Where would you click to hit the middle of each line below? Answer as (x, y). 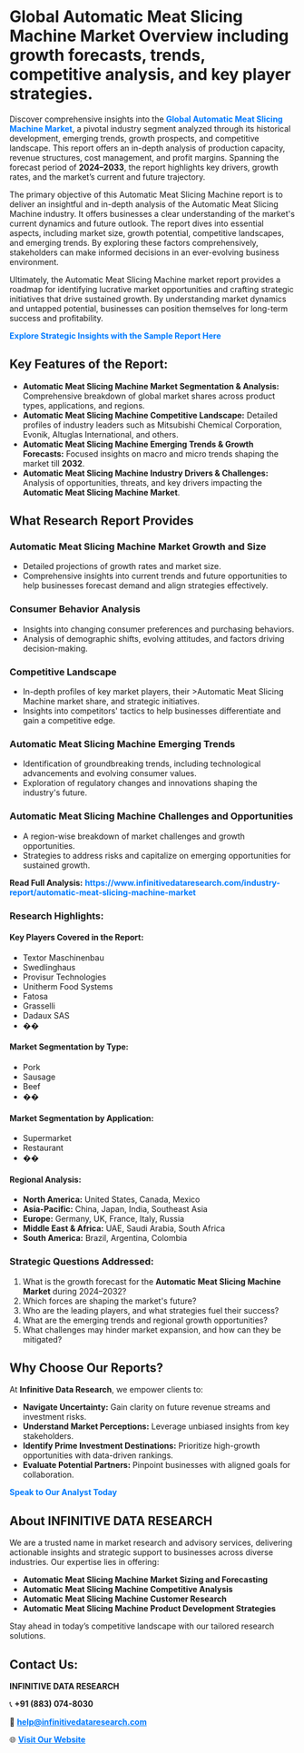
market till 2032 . (54, 463)
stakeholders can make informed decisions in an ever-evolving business (144, 252)
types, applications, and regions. (83, 405)
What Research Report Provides (102, 521)
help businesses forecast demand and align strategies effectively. (145, 586)
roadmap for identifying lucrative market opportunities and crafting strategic (152, 289)
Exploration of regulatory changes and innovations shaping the (140, 783)
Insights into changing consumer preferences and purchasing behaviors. (158, 629)
